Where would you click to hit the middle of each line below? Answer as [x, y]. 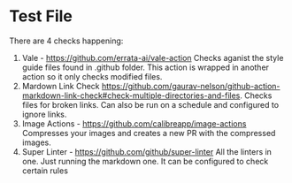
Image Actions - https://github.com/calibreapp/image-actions [134, 123]
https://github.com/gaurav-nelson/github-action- [191, 86]
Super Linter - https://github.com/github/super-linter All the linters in [147, 151]
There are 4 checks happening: [66, 41]
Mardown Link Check [61, 86]
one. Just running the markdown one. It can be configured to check [145, 161]
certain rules [45, 171]
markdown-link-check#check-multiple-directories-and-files [131, 95]
